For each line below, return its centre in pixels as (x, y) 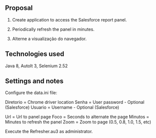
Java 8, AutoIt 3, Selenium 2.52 (37, 66)
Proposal (19, 8)
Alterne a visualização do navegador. (49, 39)
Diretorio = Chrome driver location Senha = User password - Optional (75, 102)
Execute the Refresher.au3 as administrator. (49, 132)
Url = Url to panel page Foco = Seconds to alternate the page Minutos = (77, 117)
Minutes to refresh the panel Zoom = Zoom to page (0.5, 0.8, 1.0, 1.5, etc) (78, 122)
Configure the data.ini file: (31, 93)
